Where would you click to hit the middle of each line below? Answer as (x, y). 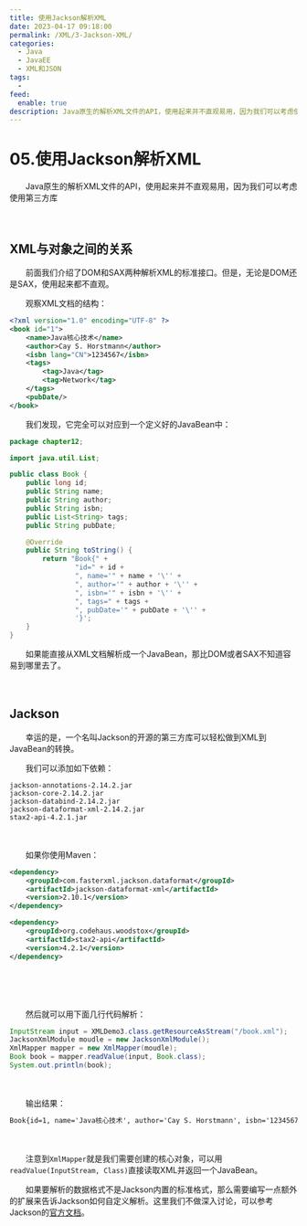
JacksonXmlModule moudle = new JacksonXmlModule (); (110, 1040)
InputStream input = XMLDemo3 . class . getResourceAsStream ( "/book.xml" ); (148, 1031)
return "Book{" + (75, 559)
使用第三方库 (33, 198)
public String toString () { (79, 550)
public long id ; (57, 483)
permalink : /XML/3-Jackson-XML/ (71, 35)
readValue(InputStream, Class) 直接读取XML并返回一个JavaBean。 (136, 1169)
